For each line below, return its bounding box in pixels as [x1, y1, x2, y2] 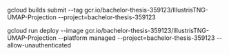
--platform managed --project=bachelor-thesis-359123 [57, 34, 215, 42]
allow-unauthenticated [7, 41, 71, 49]
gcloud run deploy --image [7, 27, 84, 34]
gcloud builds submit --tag [7, 6, 83, 14]
